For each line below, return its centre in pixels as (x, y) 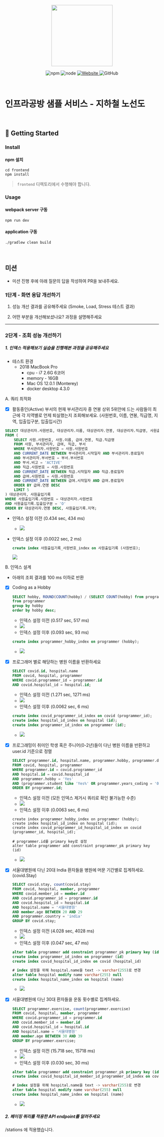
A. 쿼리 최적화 (18, 399)
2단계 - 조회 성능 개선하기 (33, 335)
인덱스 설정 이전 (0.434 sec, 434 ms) (49, 518)
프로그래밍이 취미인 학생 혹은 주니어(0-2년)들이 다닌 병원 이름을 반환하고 (81, 745)
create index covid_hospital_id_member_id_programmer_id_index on (81, 1077)
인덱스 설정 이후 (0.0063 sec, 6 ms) (54, 810)
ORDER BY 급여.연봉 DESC (37, 486)
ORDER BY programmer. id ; (37, 788)
